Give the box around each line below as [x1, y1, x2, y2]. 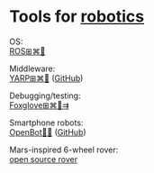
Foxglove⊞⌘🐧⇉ [9, 99, 69, 110]
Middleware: [9, 63, 56, 74]
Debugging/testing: [9, 90, 81, 101]
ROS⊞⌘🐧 [9, 45, 46, 56]
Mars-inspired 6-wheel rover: [9, 144, 119, 155]
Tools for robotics [9, 6, 145, 27]
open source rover [9, 153, 78, 164]
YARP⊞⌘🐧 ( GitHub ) [9, 72, 84, 83]
